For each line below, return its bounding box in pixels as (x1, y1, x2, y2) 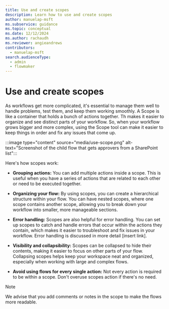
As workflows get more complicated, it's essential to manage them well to (5, 102, 160, 109)
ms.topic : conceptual (5, 26, 51, 31)
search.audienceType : (5, 54, 51, 60)
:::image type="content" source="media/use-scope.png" (5, 140, 125, 146)
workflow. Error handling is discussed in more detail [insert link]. (12, 233, 147, 239)
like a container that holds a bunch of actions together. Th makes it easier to (5, 114, 164, 120)
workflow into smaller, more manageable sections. (12, 207, 118, 213)
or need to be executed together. (12, 181, 82, 187)
